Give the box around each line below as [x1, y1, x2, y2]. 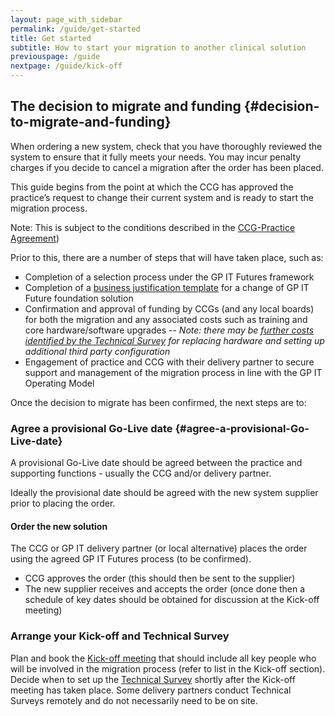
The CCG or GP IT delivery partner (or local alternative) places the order [10, 542, 308, 555]
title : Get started [10, 33, 92, 43]
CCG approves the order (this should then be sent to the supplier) [24, 572, 296, 585]
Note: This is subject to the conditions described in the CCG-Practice [10, 221, 296, 233]
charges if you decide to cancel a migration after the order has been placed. [10, 161, 324, 173]
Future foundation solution [24, 292, 134, 304]
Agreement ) [10, 232, 60, 244]
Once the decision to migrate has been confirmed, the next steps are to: [10, 396, 307, 408]
